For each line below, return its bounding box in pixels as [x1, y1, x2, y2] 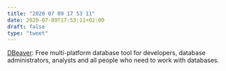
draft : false [7, 23, 45, 30]
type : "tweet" [7, 29, 49, 37]
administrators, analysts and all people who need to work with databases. [7, 56, 220, 65]
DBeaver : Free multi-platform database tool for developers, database [7, 49, 206, 57]
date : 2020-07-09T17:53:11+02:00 [7, 17, 105, 24]
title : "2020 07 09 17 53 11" [7, 10, 96, 17]
